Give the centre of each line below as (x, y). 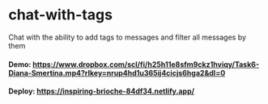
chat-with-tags (61, 15)
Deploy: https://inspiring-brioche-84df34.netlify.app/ (102, 91)
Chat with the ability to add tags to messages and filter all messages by (128, 37)
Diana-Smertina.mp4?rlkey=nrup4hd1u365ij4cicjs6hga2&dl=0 (117, 73)
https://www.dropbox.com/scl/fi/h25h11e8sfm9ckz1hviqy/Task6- (146, 64)
